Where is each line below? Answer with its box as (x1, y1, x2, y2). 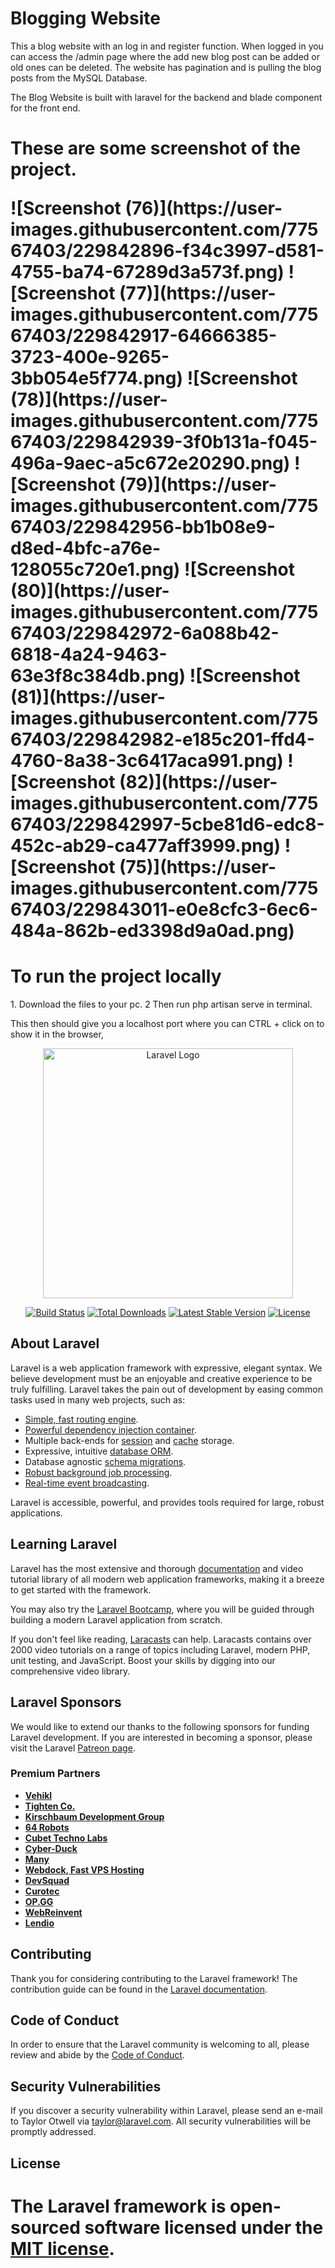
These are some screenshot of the (10, 137, 302, 160)
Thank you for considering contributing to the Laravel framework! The (10, 1972, 298, 1984)
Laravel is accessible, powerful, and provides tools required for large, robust (10, 1496, 325, 1508)
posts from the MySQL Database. (10, 72, 148, 84)
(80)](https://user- (10, 580, 170, 602)
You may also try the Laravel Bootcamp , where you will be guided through (10, 1603, 315, 1615)
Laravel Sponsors (10, 1694, 122, 1711)
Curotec (24, 1885, 60, 1897)
